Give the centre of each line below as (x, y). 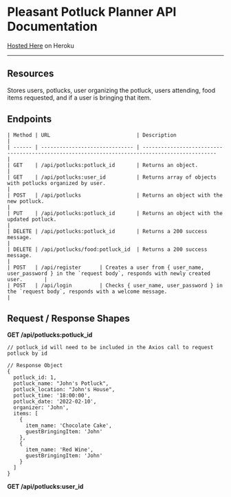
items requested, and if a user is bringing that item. (79, 98)
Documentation (53, 26)
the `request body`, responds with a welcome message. (87, 291)
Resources (31, 74)
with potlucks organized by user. (57, 183)
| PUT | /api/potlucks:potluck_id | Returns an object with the (115, 213)
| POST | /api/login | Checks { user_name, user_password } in (115, 285)
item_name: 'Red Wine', (59, 450)
